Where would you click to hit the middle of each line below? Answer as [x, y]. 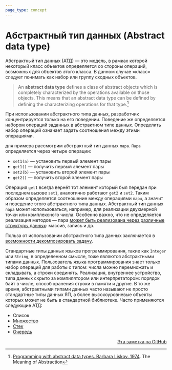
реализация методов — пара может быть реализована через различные [85, 220]
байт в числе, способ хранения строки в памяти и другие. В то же [78, 284]
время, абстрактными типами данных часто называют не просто [77, 289]
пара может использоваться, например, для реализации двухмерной [81, 209]
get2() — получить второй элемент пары [58, 178]
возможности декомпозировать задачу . [49, 241]
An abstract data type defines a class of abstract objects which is [88, 87]
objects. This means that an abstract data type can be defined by [87, 98]
